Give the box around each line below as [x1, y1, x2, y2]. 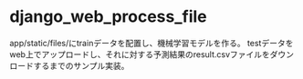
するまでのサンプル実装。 [33, 60, 130, 71]
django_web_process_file [9, 6, 207, 27]
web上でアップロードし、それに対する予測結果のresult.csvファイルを [9, 48, 271, 60]
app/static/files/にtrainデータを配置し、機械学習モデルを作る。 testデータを [9, 37, 294, 48]
